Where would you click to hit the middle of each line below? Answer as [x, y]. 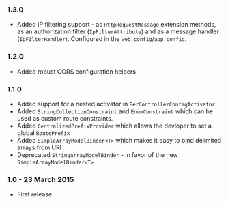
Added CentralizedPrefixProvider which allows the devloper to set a [114, 126]
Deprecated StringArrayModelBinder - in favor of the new [98, 154]
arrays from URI [39, 147]
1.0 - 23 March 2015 [41, 179]
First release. [35, 194]
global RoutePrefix [43, 133]
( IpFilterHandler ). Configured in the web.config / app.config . [102, 39]
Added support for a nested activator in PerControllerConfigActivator [116, 104]
